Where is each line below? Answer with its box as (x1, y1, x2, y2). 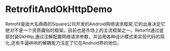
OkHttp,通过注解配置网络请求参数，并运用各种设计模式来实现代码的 (18, 33, 160, 39)
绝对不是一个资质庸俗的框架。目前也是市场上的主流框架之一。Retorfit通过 (5, 27, 160, 33)
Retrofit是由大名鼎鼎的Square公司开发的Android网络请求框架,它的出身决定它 (5, 21, 165, 27)
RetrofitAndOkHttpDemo (5, 4, 112, 15)
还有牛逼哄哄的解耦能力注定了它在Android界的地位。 (11, 39, 122, 46)
